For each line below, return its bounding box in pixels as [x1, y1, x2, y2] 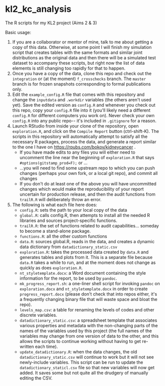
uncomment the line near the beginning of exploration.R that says [19, 154, 155, 160]
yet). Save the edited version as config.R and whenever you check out [12, 102, 156, 108]
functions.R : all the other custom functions [19, 233, 107, 239]
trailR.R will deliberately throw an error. [19, 196, 102, 202]
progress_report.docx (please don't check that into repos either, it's [19, 291, 158, 297]
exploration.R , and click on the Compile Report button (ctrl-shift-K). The [12, 128, 159, 134]
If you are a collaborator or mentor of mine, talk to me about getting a [12, 39, 153, 45]
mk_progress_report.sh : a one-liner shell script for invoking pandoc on [19, 280, 160, 286]
